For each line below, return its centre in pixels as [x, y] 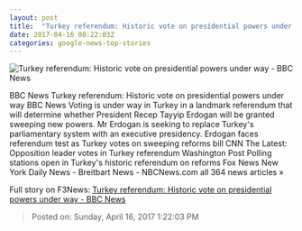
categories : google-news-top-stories [80, 43]
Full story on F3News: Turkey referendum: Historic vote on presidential [141, 189]
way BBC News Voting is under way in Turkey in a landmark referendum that [151, 106]
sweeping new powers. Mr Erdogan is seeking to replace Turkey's [132, 125]
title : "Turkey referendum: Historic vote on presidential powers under [151, 26]
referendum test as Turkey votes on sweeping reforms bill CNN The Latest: [148, 143]
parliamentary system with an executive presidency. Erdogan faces [134, 134]
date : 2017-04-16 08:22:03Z [62, 34]
